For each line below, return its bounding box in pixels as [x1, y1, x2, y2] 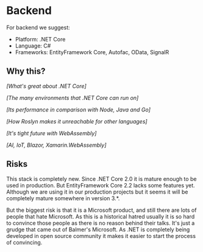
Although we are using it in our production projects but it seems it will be [6, 188, 188, 195]
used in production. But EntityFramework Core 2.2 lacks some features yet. [6, 181, 195, 189]
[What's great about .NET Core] [6, 82, 87, 89]
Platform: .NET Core [15, 35, 66, 43]
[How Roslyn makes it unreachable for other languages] [6, 117, 148, 125]
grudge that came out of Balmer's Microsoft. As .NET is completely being [6, 226, 190, 233]
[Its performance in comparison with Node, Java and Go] [6, 106, 151, 113]
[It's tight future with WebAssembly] [6, 129, 97, 137]
